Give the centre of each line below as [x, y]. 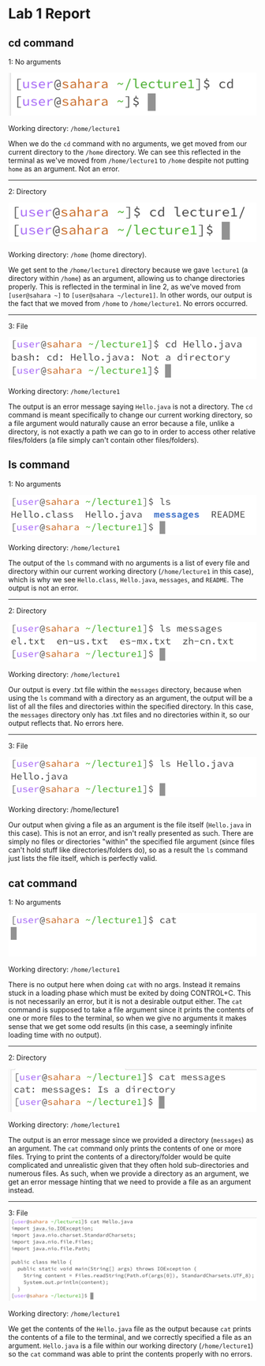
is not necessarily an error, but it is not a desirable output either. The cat [125, 1001]
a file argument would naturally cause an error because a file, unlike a [121, 423]
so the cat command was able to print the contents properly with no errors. [130, 1354]
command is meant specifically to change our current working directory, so [131, 414]
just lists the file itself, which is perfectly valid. [83, 859]
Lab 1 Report [49, 14]
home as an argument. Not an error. [64, 168]
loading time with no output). [55, 1035]
